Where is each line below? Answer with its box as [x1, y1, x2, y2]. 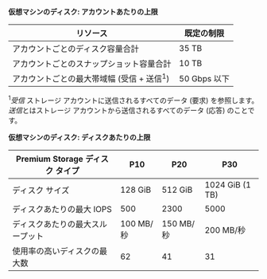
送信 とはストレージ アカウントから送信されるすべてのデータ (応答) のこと [8, 105, 248, 115]
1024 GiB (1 [204, 179, 252, 190]
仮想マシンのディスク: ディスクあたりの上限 [8, 132, 151, 142]
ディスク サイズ [12, 184, 70, 195]
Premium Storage [15, 153, 83, 164]
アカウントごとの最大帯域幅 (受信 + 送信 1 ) [12, 72, 170, 84]
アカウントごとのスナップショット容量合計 [12, 58, 172, 69]
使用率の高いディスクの [12, 246, 99, 257]
